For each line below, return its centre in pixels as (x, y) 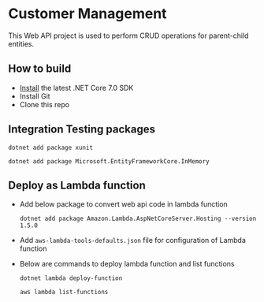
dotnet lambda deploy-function (71, 278)
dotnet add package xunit (50, 147)
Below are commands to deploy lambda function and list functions (127, 264)
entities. (21, 43)
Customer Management (87, 14)
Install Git (35, 96)
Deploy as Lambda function (77, 185)
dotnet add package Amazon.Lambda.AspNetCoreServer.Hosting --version (138, 219)
